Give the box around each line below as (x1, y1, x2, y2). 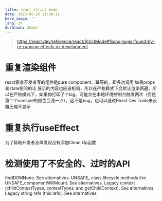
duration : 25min (5, 25, 38, 30)
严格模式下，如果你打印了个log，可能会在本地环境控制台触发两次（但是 (13, 91, 157, 97)
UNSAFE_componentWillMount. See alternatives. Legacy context (5, 180, 135, 185)
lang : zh (5, 20, 23, 26)
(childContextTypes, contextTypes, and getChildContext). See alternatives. (5, 185, 155, 191)
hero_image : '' (5, 16, 36, 21)
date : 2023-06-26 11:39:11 (5, 12, 60, 17)
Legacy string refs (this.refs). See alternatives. (5, 190, 98, 196)
